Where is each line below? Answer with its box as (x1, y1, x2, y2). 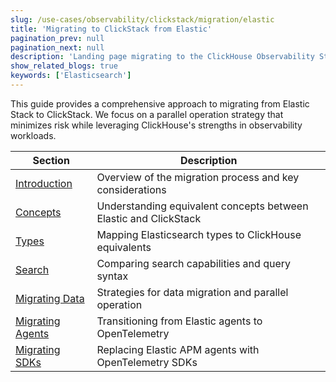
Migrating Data (15, 291, 85, 305)
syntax (96, 269, 129, 283)
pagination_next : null (10, 42, 105, 53)
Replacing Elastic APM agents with (96, 342, 260, 356)
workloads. (10, 129, 57, 141)
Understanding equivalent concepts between (96, 199, 309, 213)
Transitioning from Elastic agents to (96, 314, 263, 328)
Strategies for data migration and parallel (96, 285, 289, 299)
